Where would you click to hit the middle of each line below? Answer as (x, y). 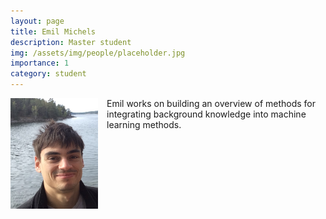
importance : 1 (40, 63)
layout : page (37, 21)
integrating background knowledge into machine (206, 114)
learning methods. (144, 124)
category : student (48, 74)
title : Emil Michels (53, 31)
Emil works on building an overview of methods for (211, 103)
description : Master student (71, 42)
